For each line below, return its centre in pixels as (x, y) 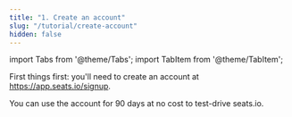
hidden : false (36, 34)
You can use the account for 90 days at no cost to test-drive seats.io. (137, 104)
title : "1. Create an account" (67, 17)
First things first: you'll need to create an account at (104, 77)
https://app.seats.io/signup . (60, 87)
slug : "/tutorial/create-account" (74, 26)
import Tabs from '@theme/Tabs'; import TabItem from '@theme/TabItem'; (146, 60)
